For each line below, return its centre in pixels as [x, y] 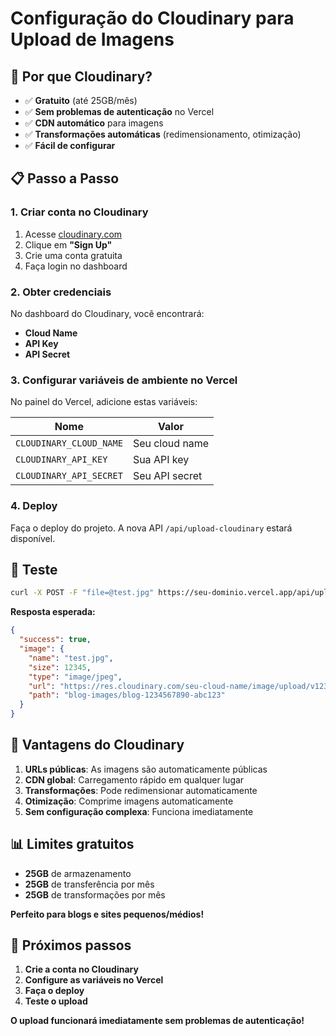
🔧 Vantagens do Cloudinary [97, 745]
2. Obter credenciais [61, 292]
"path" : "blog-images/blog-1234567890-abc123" [127, 695]
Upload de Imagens [92, 39]
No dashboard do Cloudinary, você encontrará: [107, 313]
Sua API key [161, 460]
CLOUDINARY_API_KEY [61, 460]
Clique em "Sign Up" [68, 244]
